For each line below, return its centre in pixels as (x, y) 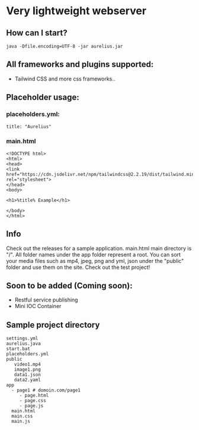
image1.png (28, 370)
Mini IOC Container (38, 306)
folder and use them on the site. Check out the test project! (78, 267)
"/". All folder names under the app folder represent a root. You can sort (94, 254)
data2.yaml (28, 380)
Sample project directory (53, 325)
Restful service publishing (46, 300)
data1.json (28, 375)
